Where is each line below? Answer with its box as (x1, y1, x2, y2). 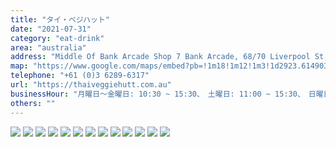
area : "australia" (10, 42, 87, 53)
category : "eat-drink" (10, 33, 105, 43)
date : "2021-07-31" (10, 24, 92, 34)
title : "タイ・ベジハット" (10, 14, 110, 25)
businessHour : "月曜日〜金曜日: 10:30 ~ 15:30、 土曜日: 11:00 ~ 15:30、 (10, 89, 302, 99)
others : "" (10, 98, 56, 108)
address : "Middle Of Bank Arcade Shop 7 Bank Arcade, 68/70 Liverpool (10, 52, 311, 62)
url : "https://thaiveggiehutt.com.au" (10, 80, 172, 90)
